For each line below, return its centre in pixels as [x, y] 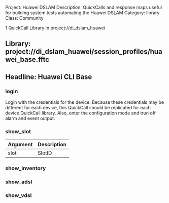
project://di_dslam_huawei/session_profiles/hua [84, 52]
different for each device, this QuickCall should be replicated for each [78, 108]
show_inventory [26, 168]
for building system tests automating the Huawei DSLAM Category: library [82, 13]
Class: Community [25, 18]
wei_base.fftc [27, 59]
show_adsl [19, 182]
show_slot [18, 131]
